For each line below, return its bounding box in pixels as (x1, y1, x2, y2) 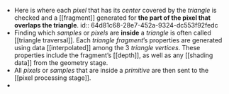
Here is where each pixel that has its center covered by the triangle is (13, 6, 217, 14)
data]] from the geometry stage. (13, 59, 108, 66)
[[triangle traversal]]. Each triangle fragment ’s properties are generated (13, 36, 223, 45)
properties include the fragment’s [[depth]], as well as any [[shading (13, 51, 213, 59)
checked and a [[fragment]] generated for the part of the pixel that (13, 13, 211, 22)
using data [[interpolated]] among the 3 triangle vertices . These (13, 44, 201, 52)
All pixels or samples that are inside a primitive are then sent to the (13, 66, 209, 74)
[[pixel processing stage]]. (13, 74, 91, 82)
